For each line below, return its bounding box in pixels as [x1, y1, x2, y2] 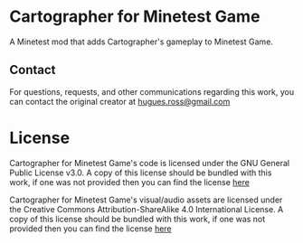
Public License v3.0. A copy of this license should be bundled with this [9, 167, 272, 178]
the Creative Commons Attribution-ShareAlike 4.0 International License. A [9, 203, 284, 214]
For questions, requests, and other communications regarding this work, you [9, 86, 295, 97]
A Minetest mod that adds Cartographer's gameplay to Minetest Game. [9, 36, 274, 47]
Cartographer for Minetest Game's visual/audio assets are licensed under [9, 194, 283, 205]
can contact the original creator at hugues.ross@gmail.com [9, 96, 231, 107]
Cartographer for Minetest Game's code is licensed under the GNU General [9, 157, 290, 168]
